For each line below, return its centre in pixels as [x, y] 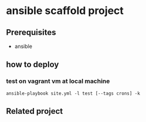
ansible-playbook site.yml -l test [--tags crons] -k [73, 93]
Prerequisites [31, 32]
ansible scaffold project [65, 11]
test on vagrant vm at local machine [58, 81]
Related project [35, 111]
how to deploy [33, 65]
